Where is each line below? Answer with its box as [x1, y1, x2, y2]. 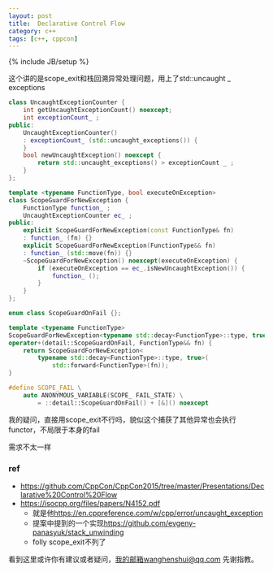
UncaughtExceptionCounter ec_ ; [23, 211, 132, 219]
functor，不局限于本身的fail [8, 424, 100, 435]
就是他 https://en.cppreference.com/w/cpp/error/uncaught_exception [32, 508, 264, 518]
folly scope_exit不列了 [32, 537, 106, 547]
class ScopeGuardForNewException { [8, 196, 129, 204]
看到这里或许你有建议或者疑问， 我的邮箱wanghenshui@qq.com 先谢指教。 [8, 554, 258, 564]
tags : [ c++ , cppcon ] [8, 34, 79, 43]
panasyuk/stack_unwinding [32, 527, 124, 537]
